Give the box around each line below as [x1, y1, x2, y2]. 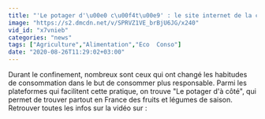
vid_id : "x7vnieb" [8, 26, 69, 34]
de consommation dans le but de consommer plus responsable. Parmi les [8, 78, 247, 87]
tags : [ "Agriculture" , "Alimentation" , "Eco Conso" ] [8, 41, 181, 49]
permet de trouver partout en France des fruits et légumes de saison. [8, 95, 233, 104]
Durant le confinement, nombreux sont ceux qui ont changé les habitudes [8, 70, 248, 79]
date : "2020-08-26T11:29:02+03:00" [8, 48, 125, 56]
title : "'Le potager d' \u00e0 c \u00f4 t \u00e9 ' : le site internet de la [8, 11, 252, 20]
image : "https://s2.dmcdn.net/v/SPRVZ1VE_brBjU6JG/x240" [8, 19, 200, 27]
